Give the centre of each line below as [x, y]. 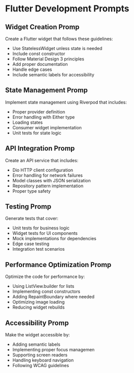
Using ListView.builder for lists [43, 286]
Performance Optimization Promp [58, 265]
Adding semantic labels [36, 344]
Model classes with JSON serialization [51, 180]
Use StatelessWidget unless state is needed [57, 48]
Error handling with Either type [44, 117]
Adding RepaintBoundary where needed [53, 297]
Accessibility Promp [37, 323]
